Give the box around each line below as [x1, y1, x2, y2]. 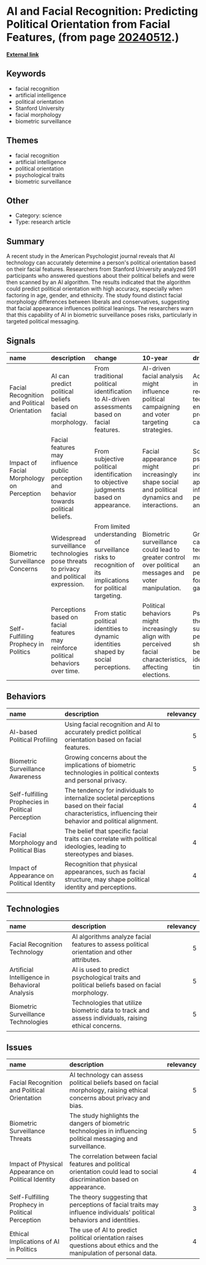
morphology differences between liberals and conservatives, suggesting [6, 298, 189, 305]
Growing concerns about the [64, 753, 147, 761]
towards [51, 497, 75, 505]
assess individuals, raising [71, 1014, 147, 1022]
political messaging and [69, 1135, 138, 1143]
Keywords [6, 69, 46, 79]
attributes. [71, 955, 101, 964]
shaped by [94, 648, 125, 656]
